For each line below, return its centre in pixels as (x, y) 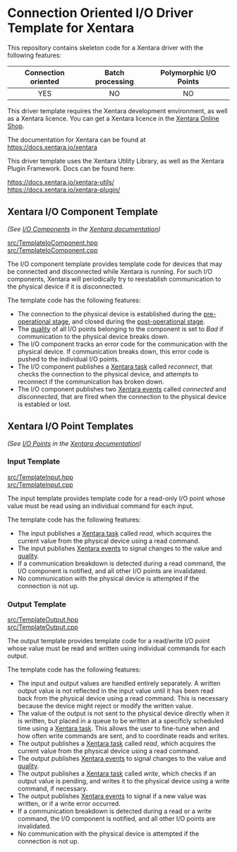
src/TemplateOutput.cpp (43, 627)
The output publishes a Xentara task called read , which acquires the (117, 744)
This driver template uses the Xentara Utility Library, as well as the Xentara (116, 161)
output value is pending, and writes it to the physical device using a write (123, 781)
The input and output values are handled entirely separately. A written (119, 684)
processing (114, 81)
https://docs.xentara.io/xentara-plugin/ (64, 190)
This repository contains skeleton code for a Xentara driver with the (105, 47)
